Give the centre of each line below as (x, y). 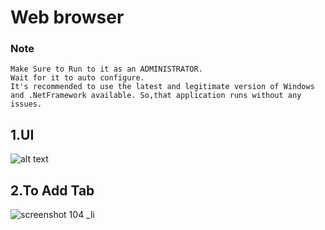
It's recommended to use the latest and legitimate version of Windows (162, 87)
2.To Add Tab (52, 190)
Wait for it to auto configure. (77, 78)
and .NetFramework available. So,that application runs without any (156, 96)
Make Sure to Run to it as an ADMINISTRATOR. (106, 69)
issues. (26, 104)
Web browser (67, 17)
